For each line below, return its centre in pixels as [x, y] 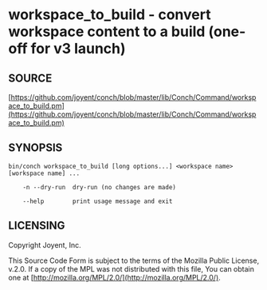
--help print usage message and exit [98, 201]
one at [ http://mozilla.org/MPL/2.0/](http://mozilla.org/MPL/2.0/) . [114, 277]
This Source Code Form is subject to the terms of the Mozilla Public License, [134, 260]
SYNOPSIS [35, 148]
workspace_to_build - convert [110, 15]
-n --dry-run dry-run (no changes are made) [100, 187]
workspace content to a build [107, 32]
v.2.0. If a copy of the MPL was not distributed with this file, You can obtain [132, 268]
